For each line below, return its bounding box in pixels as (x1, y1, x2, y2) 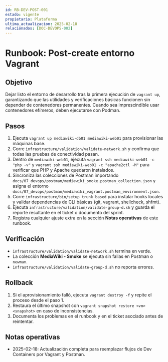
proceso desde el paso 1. (12, 297, 64, 303)
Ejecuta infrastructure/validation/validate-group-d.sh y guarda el (12, 204, 155, 210)
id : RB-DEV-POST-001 (5, 7, 49, 13)
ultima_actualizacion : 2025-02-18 (5, 21, 78, 27)
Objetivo (5, 78, 33, 87)
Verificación (5, 235, 45, 243)
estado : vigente (5, 12, 39, 17)
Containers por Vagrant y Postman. (12, 351, 85, 357)
